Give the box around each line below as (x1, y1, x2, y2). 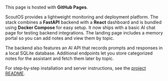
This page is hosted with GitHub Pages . (5, 4, 88, 10)
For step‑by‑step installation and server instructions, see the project (5, 65, 146, 71)
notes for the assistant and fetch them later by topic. (5, 55, 115, 61)
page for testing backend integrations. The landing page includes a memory (5, 30, 163, 35)
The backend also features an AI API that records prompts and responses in (5, 45, 163, 50)
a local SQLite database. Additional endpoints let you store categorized (5, 50, 153, 56)
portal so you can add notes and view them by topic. (5, 35, 115, 41)
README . (5, 70, 25, 76)
